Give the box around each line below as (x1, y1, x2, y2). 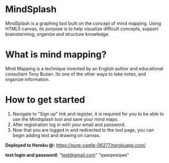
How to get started (5, 94, 85, 106)
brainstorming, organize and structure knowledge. (5, 31, 110, 37)
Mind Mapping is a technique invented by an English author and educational (5, 65, 163, 71)
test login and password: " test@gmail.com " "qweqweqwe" (5, 152, 130, 158)
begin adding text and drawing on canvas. (12, 132, 101, 138)
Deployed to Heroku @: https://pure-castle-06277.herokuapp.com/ (5, 142, 146, 148)
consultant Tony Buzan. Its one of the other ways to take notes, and (5, 71, 146, 77)
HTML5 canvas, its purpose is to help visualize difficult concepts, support (5, 25, 159, 31)
